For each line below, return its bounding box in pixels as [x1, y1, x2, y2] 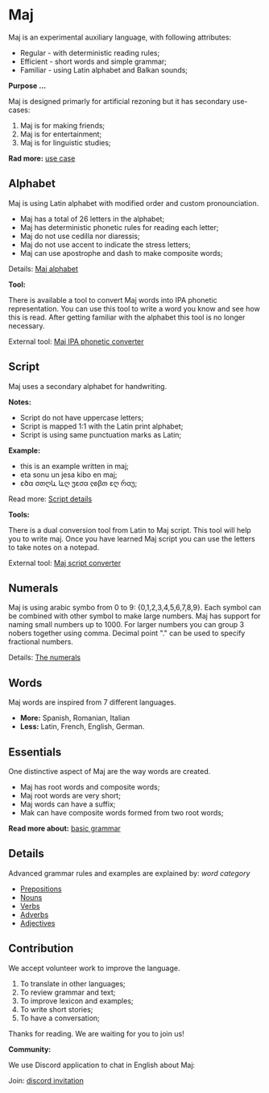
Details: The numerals [8, 652, 81, 663]
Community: [8, 1044, 52, 1054]
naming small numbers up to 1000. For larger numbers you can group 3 [8, 620, 244, 630]
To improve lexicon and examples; [19, 995, 134, 1006]
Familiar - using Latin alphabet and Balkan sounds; [19, 65, 188, 74]
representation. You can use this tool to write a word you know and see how [8, 304, 260, 313]
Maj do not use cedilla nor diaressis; [19, 231, 140, 241]
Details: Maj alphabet [8, 264, 79, 274]
